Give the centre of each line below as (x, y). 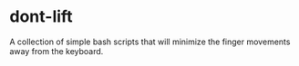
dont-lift (41, 17)
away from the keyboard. (57, 51)
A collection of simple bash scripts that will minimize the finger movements (150, 42)
